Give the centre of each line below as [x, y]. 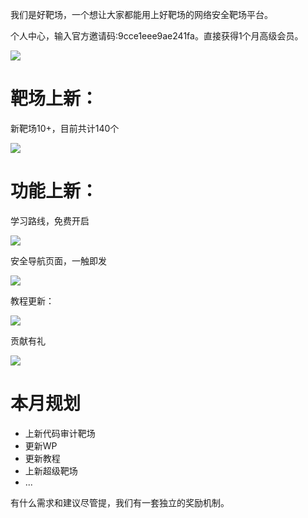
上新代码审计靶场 [60, 433]
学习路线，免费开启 [50, 220]
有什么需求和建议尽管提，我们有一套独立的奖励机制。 [120, 502]
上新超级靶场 [51, 470]
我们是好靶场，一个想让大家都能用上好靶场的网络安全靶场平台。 [141, 14]
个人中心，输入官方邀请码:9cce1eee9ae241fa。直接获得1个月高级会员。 [157, 36]
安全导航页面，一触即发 [58, 260]
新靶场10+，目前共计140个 [65, 128]
